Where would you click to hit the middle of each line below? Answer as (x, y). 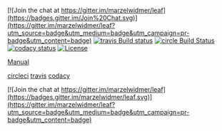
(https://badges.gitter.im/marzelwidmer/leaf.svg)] (80, 97)
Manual (19, 62)
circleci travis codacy (39, 75)
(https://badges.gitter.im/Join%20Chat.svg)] (72, 18)
